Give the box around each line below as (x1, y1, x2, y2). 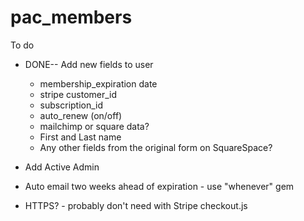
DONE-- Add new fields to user (24, 58, 154, 70)
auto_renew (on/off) (39, 109, 123, 121)
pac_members (10, 6, 133, 29)
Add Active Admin (24, 161, 100, 173)
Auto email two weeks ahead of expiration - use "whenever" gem (24, 180, 295, 192)
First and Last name (39, 131, 122, 143)
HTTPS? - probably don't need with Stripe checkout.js (24, 199, 248, 211)
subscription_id (39, 99, 104, 111)
